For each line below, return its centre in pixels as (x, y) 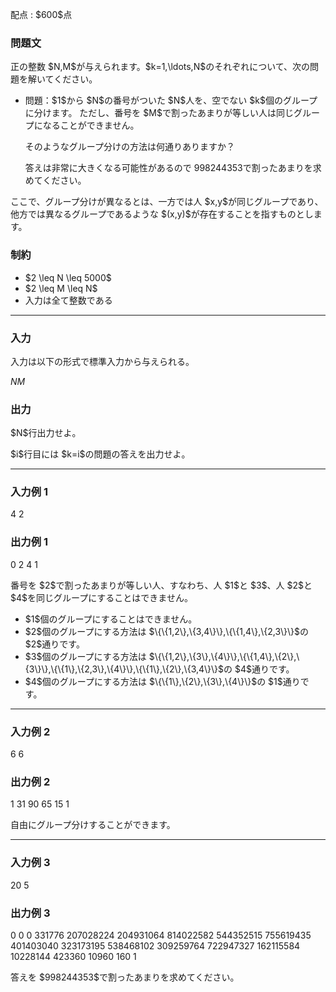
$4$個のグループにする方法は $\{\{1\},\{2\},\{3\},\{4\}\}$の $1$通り (162, 681)
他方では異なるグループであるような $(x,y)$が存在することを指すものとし (162, 214)
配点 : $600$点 (41, 14)
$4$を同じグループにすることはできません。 (101, 597)
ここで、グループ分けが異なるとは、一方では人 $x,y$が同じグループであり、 (167, 202)
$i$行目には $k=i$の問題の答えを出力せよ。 (100, 454)
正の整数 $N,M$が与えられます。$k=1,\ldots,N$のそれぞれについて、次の (160, 67)
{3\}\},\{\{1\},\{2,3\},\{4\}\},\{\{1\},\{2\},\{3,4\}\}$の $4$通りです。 (159, 669)
